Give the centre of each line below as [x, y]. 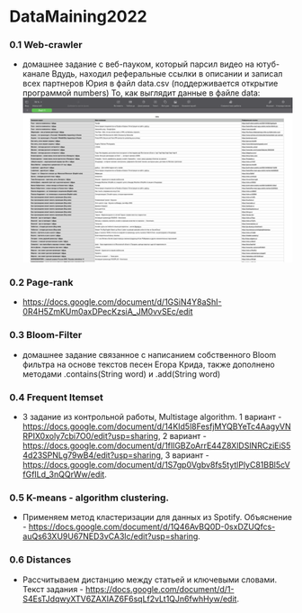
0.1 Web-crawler [46, 45]
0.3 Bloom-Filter [46, 335]
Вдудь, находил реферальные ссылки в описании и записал [167, 74]
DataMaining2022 [78, 17]
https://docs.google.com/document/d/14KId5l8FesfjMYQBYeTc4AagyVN [157, 426]
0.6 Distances [40, 560]
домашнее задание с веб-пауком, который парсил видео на [138, 64]
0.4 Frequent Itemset [56, 397]
